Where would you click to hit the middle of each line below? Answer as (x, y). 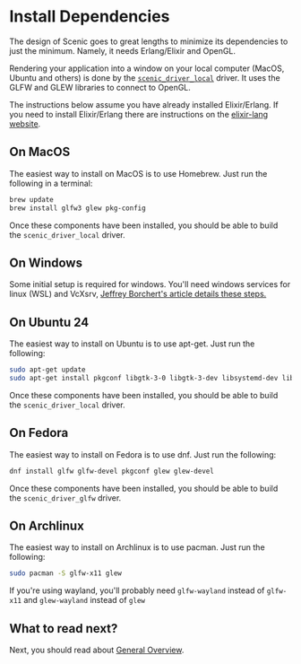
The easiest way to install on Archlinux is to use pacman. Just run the (138, 547)
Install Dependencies (90, 17)
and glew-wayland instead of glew (85, 600)
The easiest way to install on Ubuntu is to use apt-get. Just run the (132, 344)
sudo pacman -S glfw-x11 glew (66, 573)
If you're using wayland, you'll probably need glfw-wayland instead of (137, 590)
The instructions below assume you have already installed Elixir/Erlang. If (144, 104)
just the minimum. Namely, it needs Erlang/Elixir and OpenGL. (122, 50)
